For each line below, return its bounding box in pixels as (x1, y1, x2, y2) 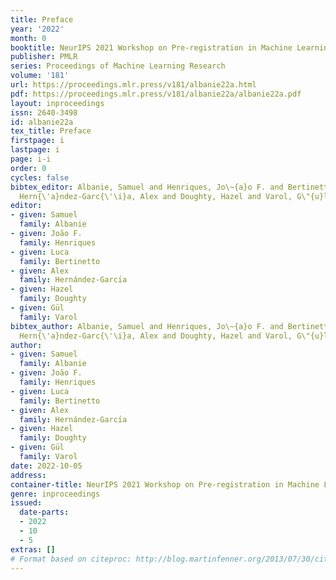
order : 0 (10, 163, 47, 173)
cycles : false (10, 172, 70, 183)
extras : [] (10, 544, 56, 555)
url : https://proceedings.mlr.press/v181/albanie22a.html (10, 80, 257, 90)
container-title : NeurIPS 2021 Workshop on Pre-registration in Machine (10, 479, 320, 490)
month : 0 (10, 33, 47, 43)
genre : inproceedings (10, 489, 101, 499)
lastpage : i (10, 145, 60, 155)
